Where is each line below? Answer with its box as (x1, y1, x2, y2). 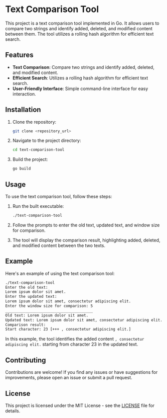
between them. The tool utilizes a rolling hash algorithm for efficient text (5, 31, 154, 37)
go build (12, 166, 31, 172)
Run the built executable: (12, 203, 64, 209)
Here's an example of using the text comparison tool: (5, 270, 115, 276)
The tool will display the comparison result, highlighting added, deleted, (12, 237, 160, 243)
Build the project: (12, 156, 48, 162)
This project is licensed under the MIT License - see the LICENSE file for (5, 402, 154, 408)
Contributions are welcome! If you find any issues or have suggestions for (5, 369, 158, 375)
